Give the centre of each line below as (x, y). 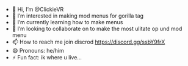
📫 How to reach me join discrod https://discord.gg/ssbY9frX (89, 42)
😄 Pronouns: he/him (38, 51)
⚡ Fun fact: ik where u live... (47, 57)
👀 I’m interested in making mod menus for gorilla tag (78, 16)
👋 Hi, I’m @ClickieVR (38, 9)
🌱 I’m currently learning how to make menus (67, 22)
